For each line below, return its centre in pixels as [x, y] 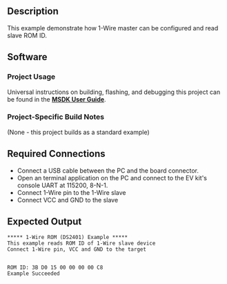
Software [27, 57]
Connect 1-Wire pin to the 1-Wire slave [71, 192]
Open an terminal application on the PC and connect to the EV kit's [112, 178]
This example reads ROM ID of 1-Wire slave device [81, 244]
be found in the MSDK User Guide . [57, 99]
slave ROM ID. [27, 35]
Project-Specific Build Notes [56, 117]
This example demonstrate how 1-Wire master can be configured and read [113, 28]
